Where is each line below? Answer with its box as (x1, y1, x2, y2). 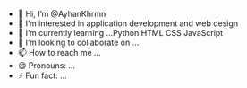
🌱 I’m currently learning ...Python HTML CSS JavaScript (17, 28, 224, 38)
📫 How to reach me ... (17, 48, 101, 57)
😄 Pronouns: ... (17, 60, 76, 71)
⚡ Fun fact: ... (17, 70, 67, 81)
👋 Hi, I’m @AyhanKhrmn (17, 9, 106, 19)
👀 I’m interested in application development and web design (17, 18, 239, 29)
